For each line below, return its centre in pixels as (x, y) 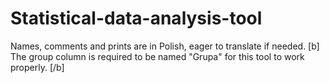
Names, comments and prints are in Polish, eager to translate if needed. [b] (165, 46)
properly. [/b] (37, 67)
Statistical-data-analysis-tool (136, 18)
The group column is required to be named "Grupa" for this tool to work (157, 56)
